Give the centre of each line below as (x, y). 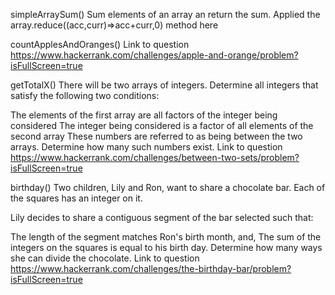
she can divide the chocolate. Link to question (105, 258)
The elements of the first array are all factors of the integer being (144, 115)
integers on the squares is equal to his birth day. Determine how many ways (166, 247)
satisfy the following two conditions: (85, 95)
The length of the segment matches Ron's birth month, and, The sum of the (166, 237)
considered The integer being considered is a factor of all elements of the (162, 125)
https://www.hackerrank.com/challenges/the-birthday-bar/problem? (151, 268)
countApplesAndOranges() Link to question (100, 44)
